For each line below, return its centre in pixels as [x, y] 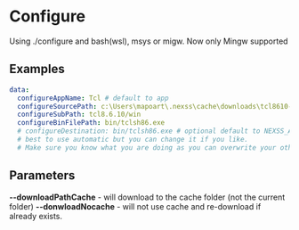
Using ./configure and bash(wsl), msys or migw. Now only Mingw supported [149, 41]
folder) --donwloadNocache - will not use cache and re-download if [135, 206]
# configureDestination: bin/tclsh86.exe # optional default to [139, 131]
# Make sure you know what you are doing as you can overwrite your [147, 148]
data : [19, 90]
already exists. [36, 216]
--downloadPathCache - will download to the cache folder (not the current [147, 197]
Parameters [42, 176]
